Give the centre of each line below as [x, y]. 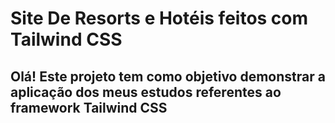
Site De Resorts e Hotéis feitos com [159, 18]
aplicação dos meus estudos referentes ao [146, 92]
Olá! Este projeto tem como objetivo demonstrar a [168, 76]
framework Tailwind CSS [89, 107]
